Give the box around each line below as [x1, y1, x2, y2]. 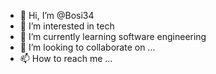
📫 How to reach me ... [19, 53, 113, 64]
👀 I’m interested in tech [19, 20, 115, 32]
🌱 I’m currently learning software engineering [19, 31, 207, 42]
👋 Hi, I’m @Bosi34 [19, 10, 95, 21]
